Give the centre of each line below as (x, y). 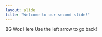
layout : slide (20, 10)
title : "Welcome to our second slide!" (48, 15)
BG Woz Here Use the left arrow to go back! (51, 29)
